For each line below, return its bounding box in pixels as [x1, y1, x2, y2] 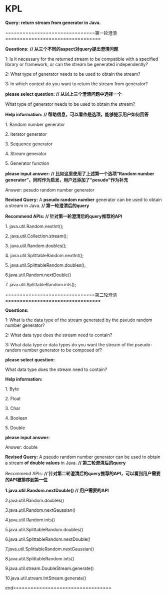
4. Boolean [5, 415, 27, 421]
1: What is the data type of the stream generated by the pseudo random [5, 317, 152, 323]
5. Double [5, 425, 25, 431]
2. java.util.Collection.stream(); [5, 233, 68, 239]
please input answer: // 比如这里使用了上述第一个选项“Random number [5, 170, 154, 176]
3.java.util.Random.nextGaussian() [5, 507, 76, 513]
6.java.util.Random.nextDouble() [5, 272, 71, 278]
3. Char [5, 405, 20, 411]
